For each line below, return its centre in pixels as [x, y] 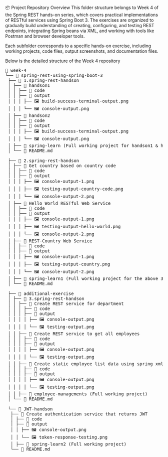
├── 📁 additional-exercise [41, 294]
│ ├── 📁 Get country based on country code [62, 166]
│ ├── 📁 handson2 [29, 116]
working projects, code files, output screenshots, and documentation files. [82, 51]
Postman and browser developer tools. [45, 36]
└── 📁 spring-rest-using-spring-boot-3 [54, 75]
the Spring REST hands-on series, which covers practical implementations [82, 15]
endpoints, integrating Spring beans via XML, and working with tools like [80, 31]
